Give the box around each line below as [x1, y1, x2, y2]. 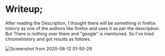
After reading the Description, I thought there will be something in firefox [5, 20, 156, 26]
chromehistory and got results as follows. [5, 36, 91, 42]
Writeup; [5, 3, 43, 15]
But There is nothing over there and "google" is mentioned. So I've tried [5, 30, 154, 36]
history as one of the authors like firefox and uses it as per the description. [5, 25, 160, 31]
